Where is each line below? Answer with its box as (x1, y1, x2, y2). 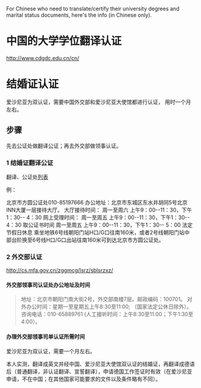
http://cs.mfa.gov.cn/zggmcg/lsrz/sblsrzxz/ (6, 267, 114, 274)
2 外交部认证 (6, 252, 42, 261)
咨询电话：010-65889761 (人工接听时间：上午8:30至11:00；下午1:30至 (20, 311, 193, 318)
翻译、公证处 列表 (6, 173, 48, 181)
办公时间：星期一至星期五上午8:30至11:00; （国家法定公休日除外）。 (26, 303, 193, 311)
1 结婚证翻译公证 (6, 158, 54, 167)
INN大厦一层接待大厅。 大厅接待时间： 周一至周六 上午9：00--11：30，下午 (6, 206, 193, 213)
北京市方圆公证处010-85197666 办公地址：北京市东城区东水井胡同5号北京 (6, 198, 188, 206)
